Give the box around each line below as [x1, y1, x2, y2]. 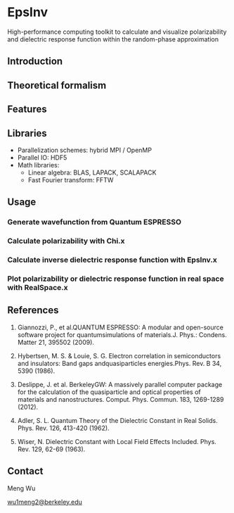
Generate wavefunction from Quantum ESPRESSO [7, 217, 181, 227]
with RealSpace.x [7, 283, 68, 292]
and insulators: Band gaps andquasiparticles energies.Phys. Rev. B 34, [17, 359, 222, 367]
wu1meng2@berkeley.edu [7, 498, 83, 506]
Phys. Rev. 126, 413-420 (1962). [17, 424, 110, 432]
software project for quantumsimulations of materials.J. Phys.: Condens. [17, 330, 227, 338]
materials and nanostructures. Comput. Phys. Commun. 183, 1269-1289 [17, 395, 224, 403]
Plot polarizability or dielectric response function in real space [7, 274, 224, 284]
